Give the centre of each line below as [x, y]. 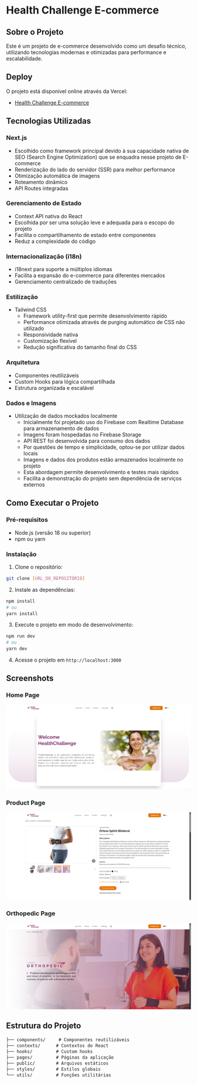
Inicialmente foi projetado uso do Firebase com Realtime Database [103, 422]
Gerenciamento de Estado [44, 204]
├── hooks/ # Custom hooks [50, 1052]
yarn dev [17, 649]
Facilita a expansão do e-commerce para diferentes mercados [90, 276]
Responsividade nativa [51, 335]
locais [30, 453]
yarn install [22, 613]
